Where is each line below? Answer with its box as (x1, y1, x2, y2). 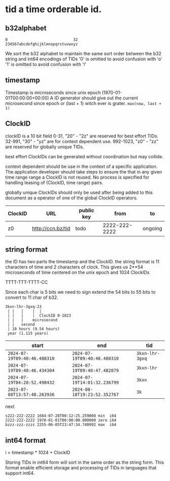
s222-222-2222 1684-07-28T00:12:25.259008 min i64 (5, 414, 116, 419)
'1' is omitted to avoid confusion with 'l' (5, 61, 87, 67)
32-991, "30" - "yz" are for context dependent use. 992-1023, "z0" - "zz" (5, 138, 159, 144)
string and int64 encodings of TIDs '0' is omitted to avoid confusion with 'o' (5, 56, 163, 62)
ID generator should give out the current (54, 95, 138, 101)
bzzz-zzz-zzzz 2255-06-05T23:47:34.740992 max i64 (5, 422, 116, 427)
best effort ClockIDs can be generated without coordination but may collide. (5, 153, 163, 159)
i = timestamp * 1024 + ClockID (5, 450, 71, 456)
